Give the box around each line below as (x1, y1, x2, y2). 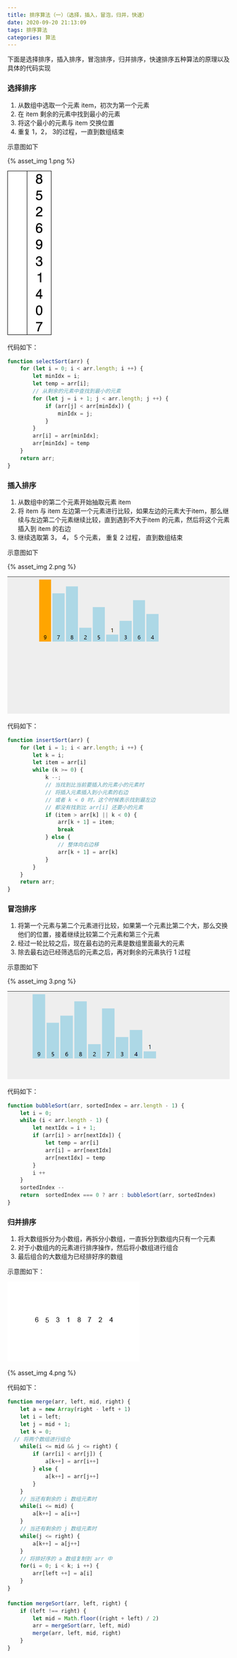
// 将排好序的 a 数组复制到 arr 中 (20, 1555, 113, 1562)
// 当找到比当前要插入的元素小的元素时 (44, 782, 145, 789)
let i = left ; (20, 1413, 61, 1420)
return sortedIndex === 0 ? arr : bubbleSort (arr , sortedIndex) (20, 1191, 217, 1199)
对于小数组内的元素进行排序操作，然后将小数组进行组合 (17, 1243, 178, 1252)
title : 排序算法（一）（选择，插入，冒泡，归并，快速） (7, 11, 148, 18)
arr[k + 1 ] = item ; (57, 818, 115, 826)
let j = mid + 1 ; (20, 1420, 71, 1428)
